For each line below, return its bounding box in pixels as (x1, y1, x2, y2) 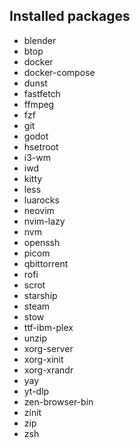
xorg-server (23, 342, 74, 354)
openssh (23, 236, 61, 248)
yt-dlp (23, 385, 50, 397)
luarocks (23, 194, 60, 206)
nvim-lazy (23, 215, 66, 227)
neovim (23, 204, 55, 216)
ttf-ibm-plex (23, 321, 74, 333)
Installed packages (9, 8, 131, 25)
